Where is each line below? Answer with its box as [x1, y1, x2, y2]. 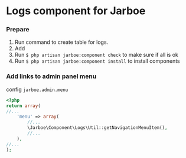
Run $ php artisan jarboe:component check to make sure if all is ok [14, 51, 179, 59]
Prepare [6, 25, 30, 34]
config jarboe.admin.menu [6, 86, 68, 93]
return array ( [6, 102, 41, 109]
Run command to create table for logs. [14, 38, 109, 46]
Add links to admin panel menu [6, 72, 97, 80]
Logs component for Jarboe [6, 4, 146, 18]
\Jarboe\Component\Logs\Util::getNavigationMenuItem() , [27, 125, 168, 131]
